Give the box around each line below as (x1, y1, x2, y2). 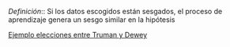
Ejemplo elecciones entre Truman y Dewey (8, 31, 148, 39)
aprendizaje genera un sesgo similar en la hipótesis (8, 15, 175, 24)
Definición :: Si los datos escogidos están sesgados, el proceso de (8, 7, 223, 16)
